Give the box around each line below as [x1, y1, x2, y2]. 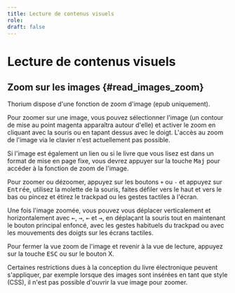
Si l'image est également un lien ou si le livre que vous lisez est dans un [7, 149, 214, 158]
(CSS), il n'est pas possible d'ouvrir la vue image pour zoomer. [7, 278, 188, 287]
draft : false [7, 23, 46, 30]
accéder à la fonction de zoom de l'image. [7, 164, 129, 172]
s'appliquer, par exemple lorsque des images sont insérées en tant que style [7, 271, 228, 279]
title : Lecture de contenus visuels [7, 10, 114, 18]
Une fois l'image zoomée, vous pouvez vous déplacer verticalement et [7, 206, 211, 214]
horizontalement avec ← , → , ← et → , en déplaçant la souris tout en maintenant [7, 214, 226, 222]
